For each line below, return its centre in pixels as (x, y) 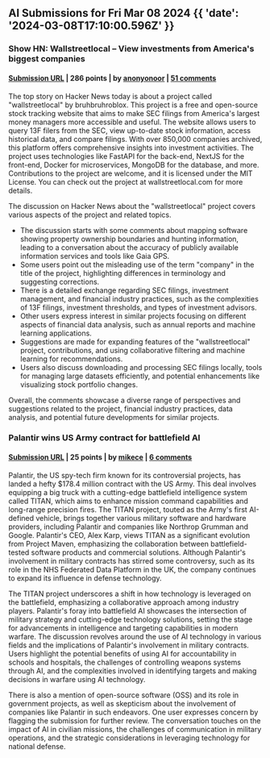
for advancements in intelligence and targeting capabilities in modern (123, 627)
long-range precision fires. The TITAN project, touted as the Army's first (128, 509)
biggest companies (47, 59)
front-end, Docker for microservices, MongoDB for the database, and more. (134, 165)
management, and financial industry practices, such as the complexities (139, 298)
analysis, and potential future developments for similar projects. (114, 417)
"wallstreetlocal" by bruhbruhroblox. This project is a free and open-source (133, 105)
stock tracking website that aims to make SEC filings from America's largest (134, 113)
